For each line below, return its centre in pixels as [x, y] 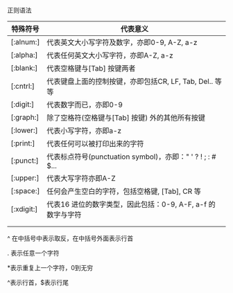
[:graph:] [25, 117]
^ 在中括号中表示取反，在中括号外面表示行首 [70, 238]
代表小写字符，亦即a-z [84, 131]
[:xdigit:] [24, 209]
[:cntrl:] [23, 86]
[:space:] [25, 191]
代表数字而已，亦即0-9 [85, 105]
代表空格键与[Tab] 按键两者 [91, 68]
